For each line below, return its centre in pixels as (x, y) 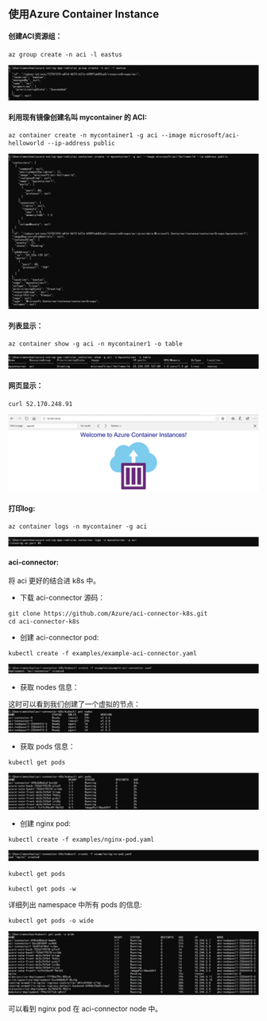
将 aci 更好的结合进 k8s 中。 (54, 581)
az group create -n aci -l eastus (66, 54)
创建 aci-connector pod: (59, 638)
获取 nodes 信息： (49, 687)
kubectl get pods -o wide (51, 921)
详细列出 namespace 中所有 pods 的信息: (75, 904)
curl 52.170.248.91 (41, 404)
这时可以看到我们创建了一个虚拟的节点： (74, 704)
